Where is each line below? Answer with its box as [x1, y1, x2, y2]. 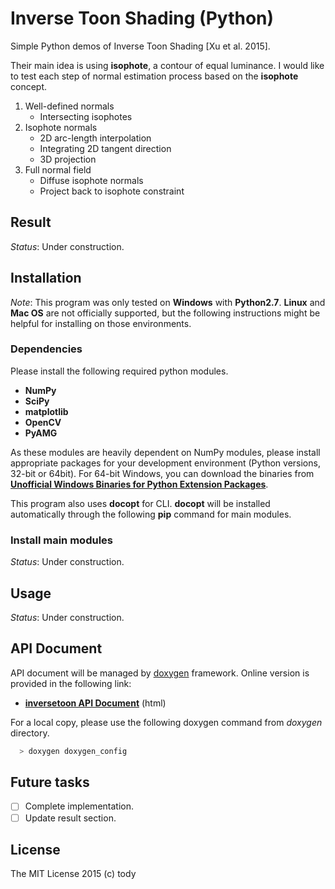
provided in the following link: [10, 677, 132, 689]
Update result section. [24, 812, 117, 824]
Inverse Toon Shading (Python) [10, 7, 275, 30]
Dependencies [10, 342, 83, 356]
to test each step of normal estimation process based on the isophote [10, 70, 299, 82]
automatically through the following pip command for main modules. [10, 508, 292, 520]
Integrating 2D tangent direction [39, 142, 172, 154]
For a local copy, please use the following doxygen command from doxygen [10, 716, 323, 728]
